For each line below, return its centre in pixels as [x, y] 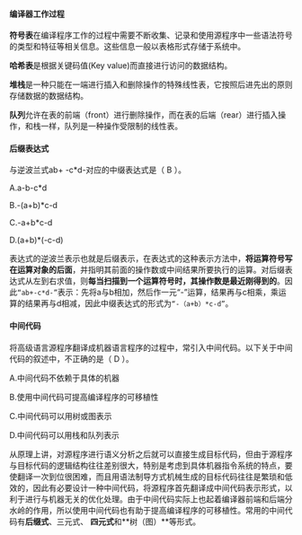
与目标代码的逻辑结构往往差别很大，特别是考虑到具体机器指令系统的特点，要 [151, 465]
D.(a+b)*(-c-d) [36, 240]
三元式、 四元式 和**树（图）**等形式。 [128, 522]
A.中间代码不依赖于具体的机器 [64, 378]
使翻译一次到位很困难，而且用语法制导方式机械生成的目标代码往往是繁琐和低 [151, 477]
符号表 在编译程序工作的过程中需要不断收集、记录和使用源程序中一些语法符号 [151, 35]
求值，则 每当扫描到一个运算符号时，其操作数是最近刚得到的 [166, 281]
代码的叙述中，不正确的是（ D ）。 [71, 358]
